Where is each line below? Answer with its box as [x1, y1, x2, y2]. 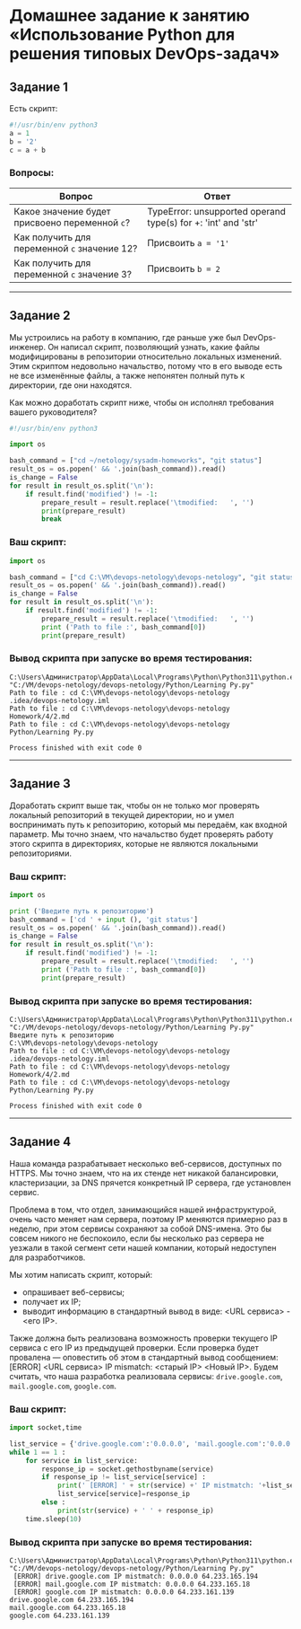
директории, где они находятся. [9, 379, 133, 391]
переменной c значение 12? [13, 242, 138, 254]
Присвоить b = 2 [147, 262, 221, 275]
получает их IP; [21, 1296, 82, 1307]
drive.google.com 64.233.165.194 [9, 1596, 134, 1605]
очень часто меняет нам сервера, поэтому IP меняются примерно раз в [9, 1213, 288, 1224]
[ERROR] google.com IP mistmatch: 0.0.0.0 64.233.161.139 [13, 1588, 235, 1597]
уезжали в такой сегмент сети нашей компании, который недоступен [9, 1242, 277, 1253]
